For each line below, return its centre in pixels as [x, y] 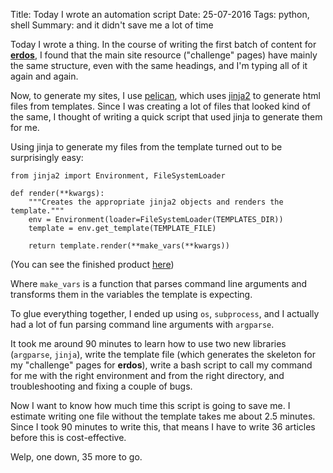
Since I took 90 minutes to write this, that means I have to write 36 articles [163, 427]
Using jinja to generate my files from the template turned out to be [146, 147]
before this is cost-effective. [68, 437]
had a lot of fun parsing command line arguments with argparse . [142, 324]
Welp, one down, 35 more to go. [76, 457]
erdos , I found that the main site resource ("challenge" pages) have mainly [164, 55]
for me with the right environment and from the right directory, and [147, 375]
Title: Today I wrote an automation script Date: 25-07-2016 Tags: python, [160, 14]
